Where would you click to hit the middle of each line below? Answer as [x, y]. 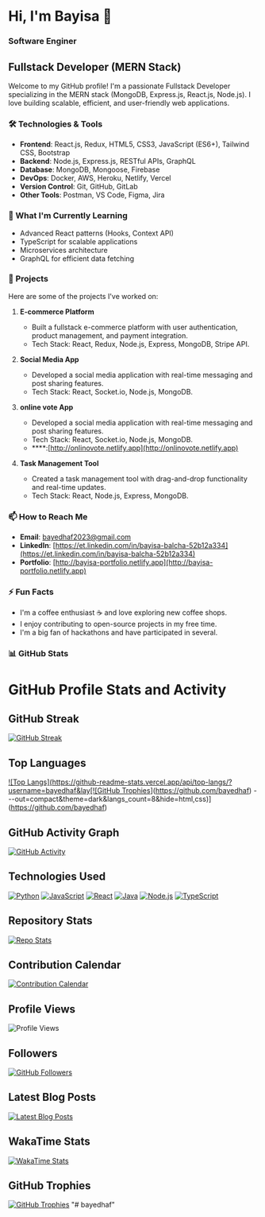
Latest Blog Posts [52, 1097]
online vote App [46, 407]
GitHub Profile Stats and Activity [117, 689]
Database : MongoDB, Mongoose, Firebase [90, 169]
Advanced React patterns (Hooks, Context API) [97, 233]
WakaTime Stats [50, 1142]
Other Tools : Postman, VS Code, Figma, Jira [92, 195]
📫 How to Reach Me [48, 516]
